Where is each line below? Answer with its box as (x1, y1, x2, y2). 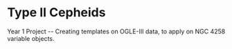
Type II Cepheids (7, 5, 106, 20)
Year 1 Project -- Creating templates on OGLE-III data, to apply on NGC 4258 (7, 27, 226, 35)
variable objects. (7, 34, 55, 42)
